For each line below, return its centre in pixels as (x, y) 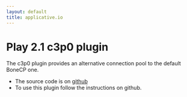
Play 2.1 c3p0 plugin (57, 47)
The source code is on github (51, 81)
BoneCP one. (23, 70)
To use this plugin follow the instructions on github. (78, 88)
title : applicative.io (35, 17)
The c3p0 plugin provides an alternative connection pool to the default (94, 63)
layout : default (26, 12)
